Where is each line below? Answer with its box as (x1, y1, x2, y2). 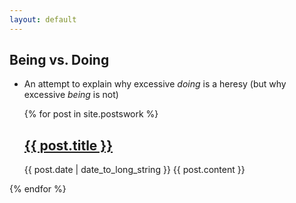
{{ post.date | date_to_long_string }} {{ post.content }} (23, 164, 246, 176)
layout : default (9, 14, 77, 25)
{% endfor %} (9, 183, 67, 195)
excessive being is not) (23, 89, 119, 101)
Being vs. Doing (9, 52, 110, 69)
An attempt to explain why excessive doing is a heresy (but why (23, 78, 287, 90)
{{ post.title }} (23, 137, 114, 154)
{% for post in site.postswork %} (23, 108, 159, 120)
